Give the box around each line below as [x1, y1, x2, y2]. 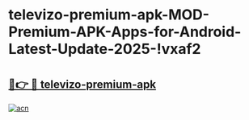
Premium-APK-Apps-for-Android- [8, 23, 242, 41]
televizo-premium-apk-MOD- [8, 6, 210, 24]
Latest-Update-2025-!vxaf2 [8, 40, 201, 58]
